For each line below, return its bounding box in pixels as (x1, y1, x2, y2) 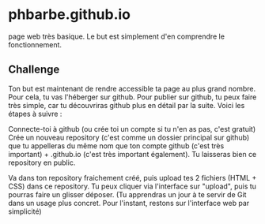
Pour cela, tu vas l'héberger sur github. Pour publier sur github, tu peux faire (8, 92, 257, 102)
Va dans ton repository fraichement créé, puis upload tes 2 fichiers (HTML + (8, 173, 257, 182)
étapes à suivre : (8, 109, 62, 118)
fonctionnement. (8, 39, 62, 49)
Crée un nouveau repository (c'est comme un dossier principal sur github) (8, 133, 250, 142)
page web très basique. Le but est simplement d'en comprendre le (8, 32, 225, 41)
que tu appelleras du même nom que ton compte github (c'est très (8, 140, 225, 151)
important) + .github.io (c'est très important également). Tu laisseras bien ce (8, 149, 257, 159)
